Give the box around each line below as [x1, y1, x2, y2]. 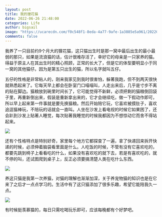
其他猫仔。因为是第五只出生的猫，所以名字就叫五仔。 [17, 66, 123, 72]
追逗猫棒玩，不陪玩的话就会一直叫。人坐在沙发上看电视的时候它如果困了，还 [5, 106, 157, 112]
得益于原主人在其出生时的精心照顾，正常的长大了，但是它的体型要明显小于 [5, 60, 153, 66]
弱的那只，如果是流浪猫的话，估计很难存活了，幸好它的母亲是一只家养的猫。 [5, 54, 157, 59]
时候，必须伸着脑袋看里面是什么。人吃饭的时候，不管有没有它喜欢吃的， [13, 144, 157, 150]
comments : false [5, 34, 38, 39]
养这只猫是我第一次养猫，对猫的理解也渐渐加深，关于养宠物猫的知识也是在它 [5, 175, 157, 181]
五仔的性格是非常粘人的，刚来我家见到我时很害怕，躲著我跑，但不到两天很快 [5, 76, 157, 82]
